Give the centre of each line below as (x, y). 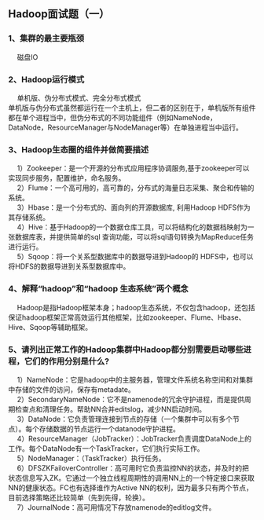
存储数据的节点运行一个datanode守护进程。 (110, 428)
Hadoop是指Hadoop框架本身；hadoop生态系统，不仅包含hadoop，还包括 (136, 307)
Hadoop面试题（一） (59, 14)
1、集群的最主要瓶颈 (46, 38)
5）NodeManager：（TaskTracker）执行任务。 (91, 458)
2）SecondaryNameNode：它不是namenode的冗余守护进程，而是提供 (131, 399)
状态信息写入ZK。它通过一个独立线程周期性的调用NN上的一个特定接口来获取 (132, 478)
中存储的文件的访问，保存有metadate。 (71, 389)
